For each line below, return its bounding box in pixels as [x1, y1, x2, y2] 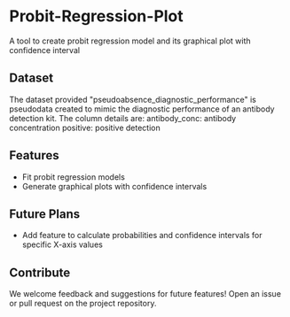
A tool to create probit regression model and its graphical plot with [9, 35, 251, 46]
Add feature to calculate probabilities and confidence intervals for [21, 230, 263, 241]
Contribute [9, 265, 71, 280]
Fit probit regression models [21, 171, 126, 182]
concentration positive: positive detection [9, 122, 161, 133]
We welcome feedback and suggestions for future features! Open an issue [9, 289, 282, 299]
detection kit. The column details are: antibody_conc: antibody [9, 112, 237, 123]
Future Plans [9, 206, 81, 221]
